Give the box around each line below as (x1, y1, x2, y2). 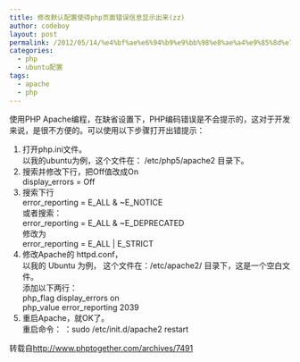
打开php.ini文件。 (21, 144, 87, 155)
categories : (9, 46, 54, 55)
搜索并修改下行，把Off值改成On (21, 166, 139, 177)
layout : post (9, 29, 58, 38)
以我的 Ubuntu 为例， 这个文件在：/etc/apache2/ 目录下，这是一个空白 (21, 260, 283, 271)
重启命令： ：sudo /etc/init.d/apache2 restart (21, 324, 189, 334)
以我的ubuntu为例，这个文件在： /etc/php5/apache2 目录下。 (21, 155, 249, 165)
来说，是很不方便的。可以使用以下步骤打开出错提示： (9, 124, 205, 135)
